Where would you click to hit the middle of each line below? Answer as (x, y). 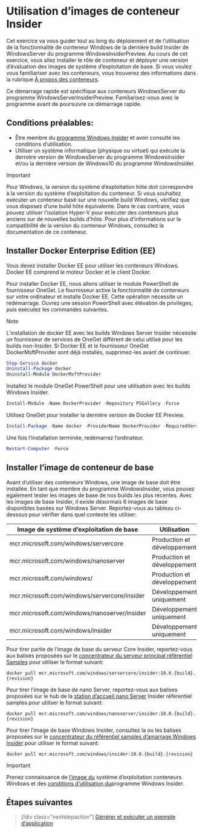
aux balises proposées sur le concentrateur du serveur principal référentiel (99, 656)
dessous (17, 514)
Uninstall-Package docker (39, 369)
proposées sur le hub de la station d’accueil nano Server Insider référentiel (99, 696)
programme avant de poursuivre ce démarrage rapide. (74, 104)
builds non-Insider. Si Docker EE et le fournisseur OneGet (78, 346)
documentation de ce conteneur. (47, 232)
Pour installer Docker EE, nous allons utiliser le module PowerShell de (93, 283)
